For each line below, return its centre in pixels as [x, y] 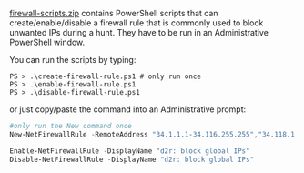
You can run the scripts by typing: [73, 60]
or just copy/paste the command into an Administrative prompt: [128, 109]
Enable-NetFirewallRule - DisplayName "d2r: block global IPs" [130, 151]
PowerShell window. [47, 42]
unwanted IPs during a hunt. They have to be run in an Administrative [139, 32]
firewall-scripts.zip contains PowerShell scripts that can [114, 13]
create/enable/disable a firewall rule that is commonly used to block [137, 23]
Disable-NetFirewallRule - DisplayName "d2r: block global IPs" [132, 159]
